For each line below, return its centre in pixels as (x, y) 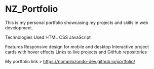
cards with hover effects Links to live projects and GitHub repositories (76, 52)
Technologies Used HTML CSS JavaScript (48, 37)
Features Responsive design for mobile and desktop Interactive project (77, 46)
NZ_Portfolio (32, 9)
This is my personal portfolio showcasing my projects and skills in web (77, 23)
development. (19, 27)
